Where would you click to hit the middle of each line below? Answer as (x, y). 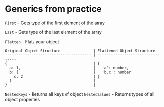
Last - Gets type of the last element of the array (53, 32)
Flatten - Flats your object (32, 41)
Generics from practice (53, 9)
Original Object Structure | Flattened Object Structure (80, 51)
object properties (23, 99)
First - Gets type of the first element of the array (55, 23)
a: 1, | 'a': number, (69, 68)
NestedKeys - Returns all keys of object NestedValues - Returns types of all (80, 94)
